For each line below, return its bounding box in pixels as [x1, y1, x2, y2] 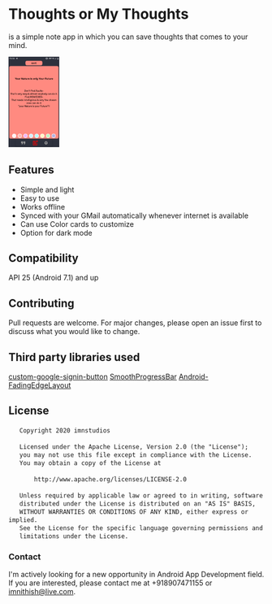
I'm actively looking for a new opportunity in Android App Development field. [8, 570, 265, 580]
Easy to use [19, 193, 59, 203]
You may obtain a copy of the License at [19, 458, 162, 467]
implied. [8, 515, 38, 524]
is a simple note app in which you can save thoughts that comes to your [8, 32, 248, 41]
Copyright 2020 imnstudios [19, 426, 111, 435]
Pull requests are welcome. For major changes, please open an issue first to [8, 318, 262, 328]
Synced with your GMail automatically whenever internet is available [19, 211, 249, 220]
